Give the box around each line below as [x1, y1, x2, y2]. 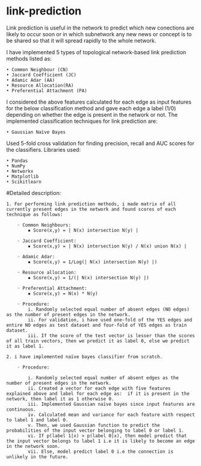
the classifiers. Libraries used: [6, 146, 81, 153]
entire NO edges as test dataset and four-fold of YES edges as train [6, 322, 187, 328]
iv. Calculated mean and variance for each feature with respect [28, 411, 196, 418]
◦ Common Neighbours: [17, 222, 71, 228]
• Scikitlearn [6, 179, 42, 185]
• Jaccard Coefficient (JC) [6, 72, 77, 78]
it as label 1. [6, 343, 45, 349]
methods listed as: [6, 55, 52, 62]
